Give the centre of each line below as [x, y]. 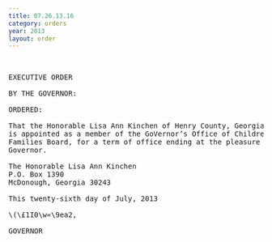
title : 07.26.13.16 [41, 16]
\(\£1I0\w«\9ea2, [42, 215]
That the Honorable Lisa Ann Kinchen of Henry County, [119, 126]
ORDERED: [25, 110]
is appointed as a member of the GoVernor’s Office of [119, 134]
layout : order [32, 38]
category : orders [38, 23]
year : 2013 [27, 31]
